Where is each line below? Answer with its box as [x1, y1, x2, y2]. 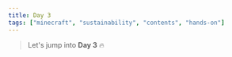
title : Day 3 [8, 11, 51, 20]
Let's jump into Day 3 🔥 [27, 40, 105, 49]
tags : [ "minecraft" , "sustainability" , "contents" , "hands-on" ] [8, 19, 225, 27]
